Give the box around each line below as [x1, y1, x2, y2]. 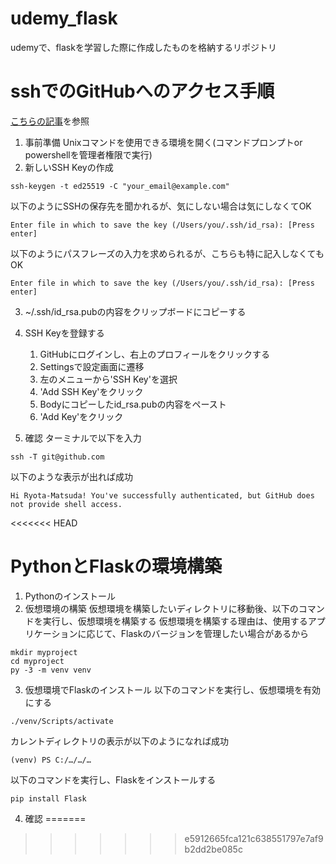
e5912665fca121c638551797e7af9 [184, 832, 324, 844]
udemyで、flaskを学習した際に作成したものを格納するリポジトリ [10, 41, 277, 53]
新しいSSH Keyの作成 [24, 161, 114, 173]
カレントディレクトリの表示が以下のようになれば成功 [10, 735, 230, 747]
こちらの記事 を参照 [10, 115, 90, 127]
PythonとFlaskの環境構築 [10, 555, 223, 578]
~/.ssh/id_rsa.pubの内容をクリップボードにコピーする [24, 305, 247, 317]
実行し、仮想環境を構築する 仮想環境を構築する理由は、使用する [42, 615, 308, 627]
